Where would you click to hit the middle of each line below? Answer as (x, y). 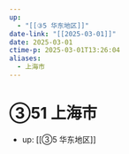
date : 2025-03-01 (41, 42)
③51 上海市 (53, 114)
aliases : (25, 58)
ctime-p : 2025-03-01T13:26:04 (65, 50)
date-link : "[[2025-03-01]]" (63, 34)
